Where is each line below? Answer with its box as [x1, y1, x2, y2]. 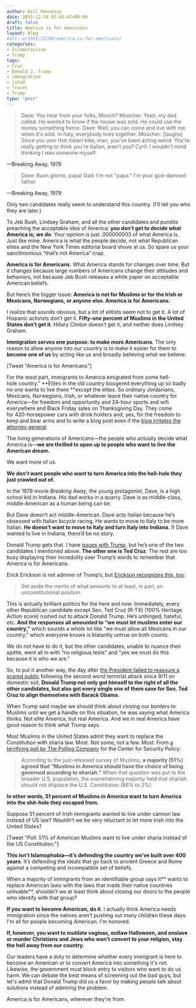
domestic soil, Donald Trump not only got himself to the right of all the [6, 679, 178, 686]
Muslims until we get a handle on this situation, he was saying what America [6, 709, 190, 716]
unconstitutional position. [20, 589, 82, 596]
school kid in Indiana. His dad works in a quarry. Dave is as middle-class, [6, 493, 182, 501]
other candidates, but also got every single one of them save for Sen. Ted [6, 685, 188, 692]
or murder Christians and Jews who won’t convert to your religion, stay [6, 935, 183, 942]
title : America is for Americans [6, 25, 88, 31]
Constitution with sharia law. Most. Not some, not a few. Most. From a [6, 739, 174, 746]
